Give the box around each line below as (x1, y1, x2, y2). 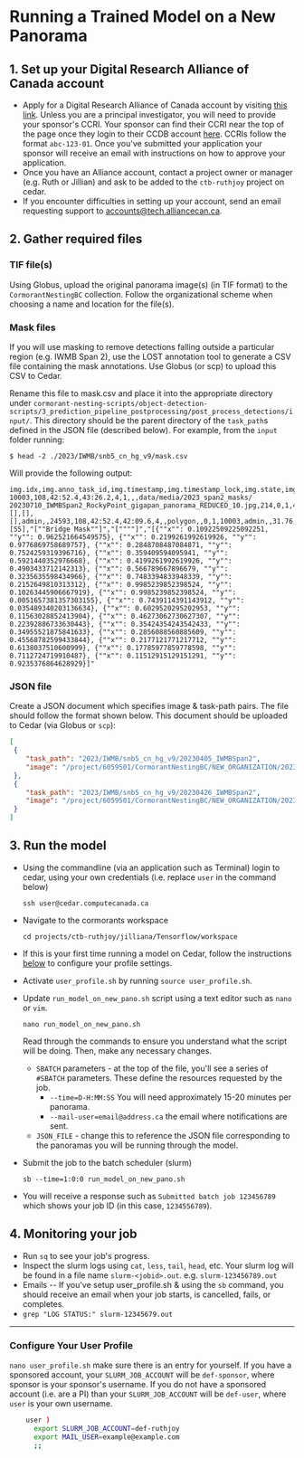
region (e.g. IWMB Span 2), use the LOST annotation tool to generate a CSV (9, 351, 291, 362)
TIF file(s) (9, 259, 52, 271)
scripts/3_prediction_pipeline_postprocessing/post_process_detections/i (9, 407, 294, 416)
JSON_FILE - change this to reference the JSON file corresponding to (35, 1130, 290, 1141)
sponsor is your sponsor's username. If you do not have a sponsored (9, 1378, 267, 1389)
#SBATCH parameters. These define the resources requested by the (35, 1072, 283, 1083)
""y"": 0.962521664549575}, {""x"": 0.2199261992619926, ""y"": (9, 532, 257, 542)
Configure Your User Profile (9, 1339, 134, 1351)
